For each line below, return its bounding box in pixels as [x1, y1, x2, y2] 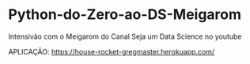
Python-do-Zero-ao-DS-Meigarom [8, 6, 242, 24]
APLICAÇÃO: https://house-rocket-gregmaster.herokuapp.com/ [8, 47, 215, 56]
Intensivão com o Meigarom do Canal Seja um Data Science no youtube [8, 32, 242, 41]
